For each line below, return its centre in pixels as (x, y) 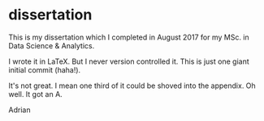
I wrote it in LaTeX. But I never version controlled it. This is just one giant (129, 61)
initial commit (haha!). (45, 69)
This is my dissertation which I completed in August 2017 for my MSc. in (129, 37)
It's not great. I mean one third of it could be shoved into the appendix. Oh (132, 86)
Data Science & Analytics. (52, 45)
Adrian (19, 110)
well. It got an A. (35, 94)
